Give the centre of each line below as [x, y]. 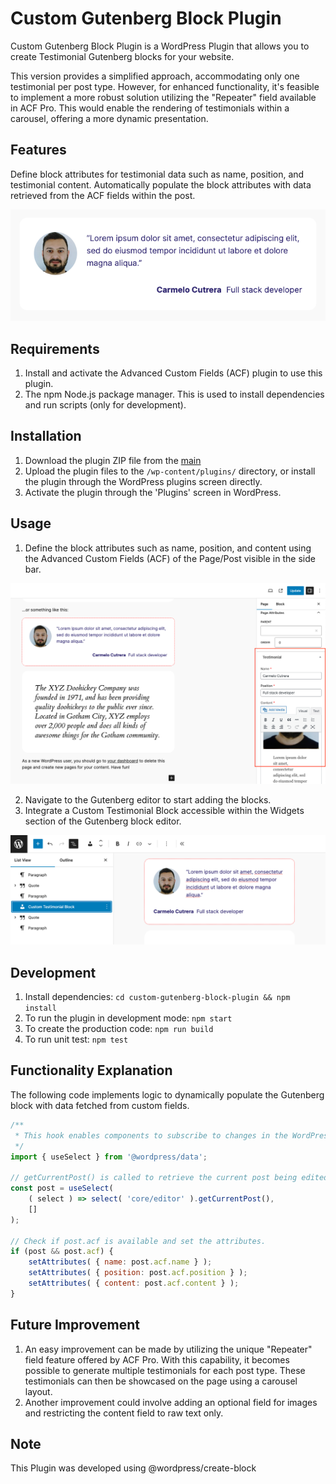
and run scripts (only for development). [105, 405]
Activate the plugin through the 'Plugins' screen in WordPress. [153, 492]
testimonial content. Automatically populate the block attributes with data [161, 184]
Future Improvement [75, 1325]
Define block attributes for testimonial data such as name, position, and [157, 174]
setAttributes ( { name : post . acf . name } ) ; [120, 1262]
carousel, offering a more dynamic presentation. [109, 118]
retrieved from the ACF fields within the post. [103, 195]
